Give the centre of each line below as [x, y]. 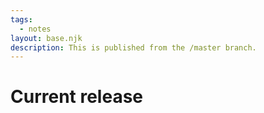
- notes [35, 29]
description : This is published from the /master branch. [133, 47]
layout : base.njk [46, 38]
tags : [21, 19]
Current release [77, 97]
